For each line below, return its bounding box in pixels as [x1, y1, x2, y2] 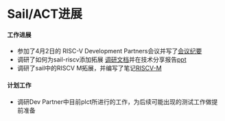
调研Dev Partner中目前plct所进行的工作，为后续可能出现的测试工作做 [16, 97, 212, 106]
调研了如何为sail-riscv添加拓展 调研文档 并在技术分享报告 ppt [16, 55, 187, 64]
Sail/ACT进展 [7, 6, 83, 22]
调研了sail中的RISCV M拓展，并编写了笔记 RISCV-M [16, 64, 163, 72]
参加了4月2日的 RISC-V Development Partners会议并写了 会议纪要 [16, 47, 202, 55]
